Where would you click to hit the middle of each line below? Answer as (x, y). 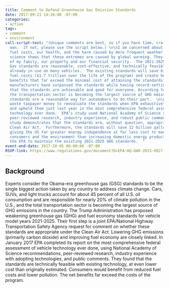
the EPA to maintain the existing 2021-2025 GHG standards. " (77, 141)
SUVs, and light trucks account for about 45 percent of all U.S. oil (73, 194)
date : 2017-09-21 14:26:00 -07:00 (41, 15)
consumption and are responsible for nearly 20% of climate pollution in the (83, 200)
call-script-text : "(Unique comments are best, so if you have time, (80, 43)
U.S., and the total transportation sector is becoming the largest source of (81, 205)
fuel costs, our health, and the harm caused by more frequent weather (87, 52)
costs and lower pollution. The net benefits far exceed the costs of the (78, 275)
